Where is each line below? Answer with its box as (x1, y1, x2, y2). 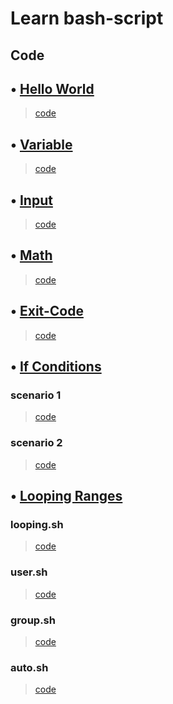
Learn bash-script (10, 7, 164, 30)
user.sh (10, 565, 48, 579)
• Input (10, 192, 53, 209)
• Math (10, 247, 53, 264)
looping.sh (10, 517, 64, 531)
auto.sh (10, 660, 49, 674)
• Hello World (10, 80, 95, 97)
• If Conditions (10, 358, 102, 376)
